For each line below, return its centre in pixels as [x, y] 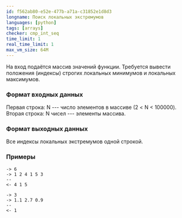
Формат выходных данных [47, 128]
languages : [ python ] [32, 22]
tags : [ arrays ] [25, 28]
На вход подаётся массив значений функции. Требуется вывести [88, 67]
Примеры [21, 157]
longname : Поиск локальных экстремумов [55, 17]
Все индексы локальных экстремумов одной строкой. [75, 141]
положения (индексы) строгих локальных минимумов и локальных [91, 73]
